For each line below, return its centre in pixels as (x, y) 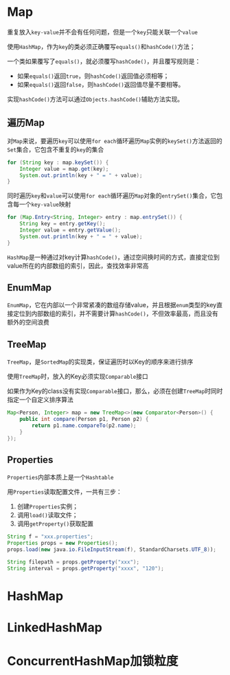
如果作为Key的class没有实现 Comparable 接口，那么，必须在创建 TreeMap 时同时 (115, 391)
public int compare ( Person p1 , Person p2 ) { (84, 419)
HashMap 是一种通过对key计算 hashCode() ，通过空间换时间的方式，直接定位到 (113, 257)
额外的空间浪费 (28, 322)
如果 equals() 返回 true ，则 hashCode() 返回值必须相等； (93, 76)
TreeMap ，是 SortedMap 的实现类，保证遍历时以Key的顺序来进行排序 (100, 362)
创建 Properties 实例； (48, 506)
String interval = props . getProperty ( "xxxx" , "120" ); (86, 568)
